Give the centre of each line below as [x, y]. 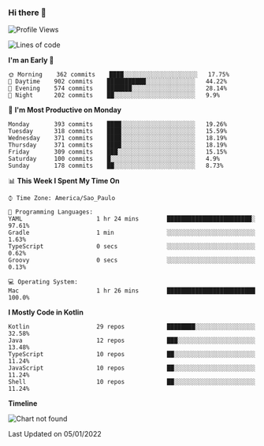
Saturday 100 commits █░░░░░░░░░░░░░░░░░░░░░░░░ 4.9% [114, 159]
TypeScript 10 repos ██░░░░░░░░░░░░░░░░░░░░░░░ [132, 355]
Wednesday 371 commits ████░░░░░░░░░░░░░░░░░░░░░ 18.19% [117, 138]
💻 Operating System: [43, 282]
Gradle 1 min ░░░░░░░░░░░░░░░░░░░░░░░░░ [132, 233]
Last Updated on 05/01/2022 [55, 434]
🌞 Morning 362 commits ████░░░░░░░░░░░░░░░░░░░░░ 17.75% [119, 75]
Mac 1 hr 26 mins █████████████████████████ [132, 291]
